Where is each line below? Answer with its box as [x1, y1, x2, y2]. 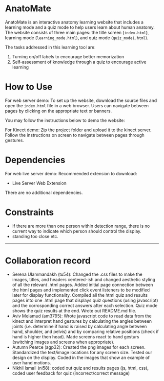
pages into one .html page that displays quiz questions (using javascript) [12, 297, 159, 303]
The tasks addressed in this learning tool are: [5, 44, 96, 50]
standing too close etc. [12, 233, 59, 239]
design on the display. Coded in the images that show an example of [12, 355, 150, 360]
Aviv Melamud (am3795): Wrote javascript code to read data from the [12, 313, 152, 319]
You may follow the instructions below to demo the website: [5, 117, 125, 123]
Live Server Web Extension [12, 180, 67, 186]
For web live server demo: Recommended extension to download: [5, 170, 138, 176]
